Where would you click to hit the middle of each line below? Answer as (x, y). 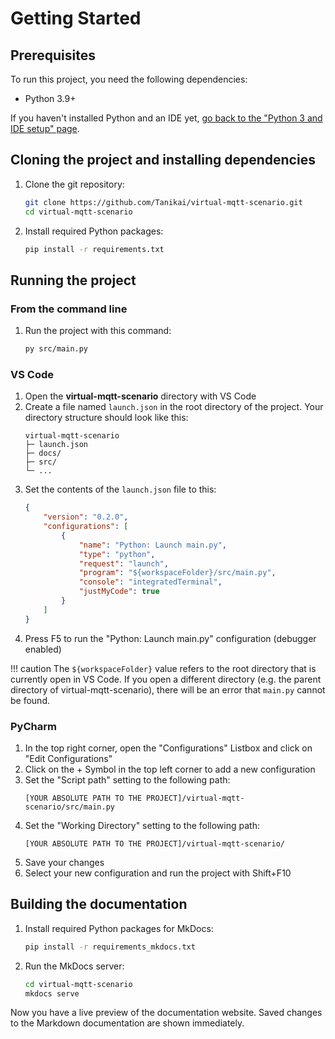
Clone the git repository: (74, 184)
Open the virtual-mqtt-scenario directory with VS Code (140, 396)
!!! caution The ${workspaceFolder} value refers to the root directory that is (163, 668)
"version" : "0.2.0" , (86, 517)
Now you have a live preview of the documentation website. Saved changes (166, 1013)
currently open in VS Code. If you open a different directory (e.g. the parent (166, 679)
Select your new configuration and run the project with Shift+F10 (158, 873)
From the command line (69, 309)
